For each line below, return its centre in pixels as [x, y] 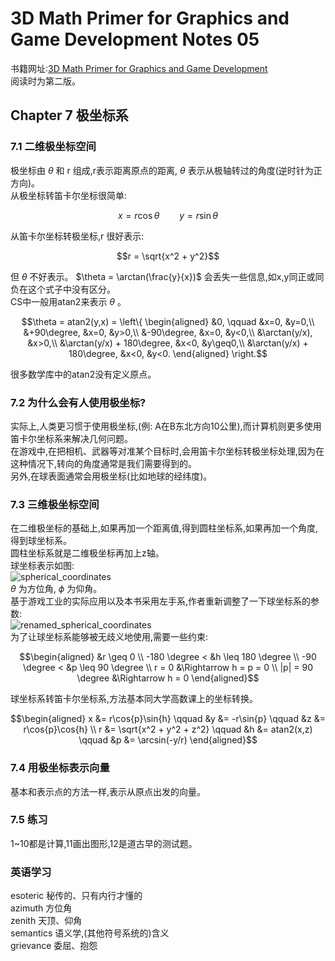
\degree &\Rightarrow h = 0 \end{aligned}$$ [168, 678]
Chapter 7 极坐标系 [69, 115]
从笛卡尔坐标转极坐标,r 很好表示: [77, 236]
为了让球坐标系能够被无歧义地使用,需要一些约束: [109, 637]
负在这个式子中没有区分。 [63, 289]
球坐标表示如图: [42, 566]
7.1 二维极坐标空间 [53, 147]
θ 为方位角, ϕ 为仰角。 [56, 589]
